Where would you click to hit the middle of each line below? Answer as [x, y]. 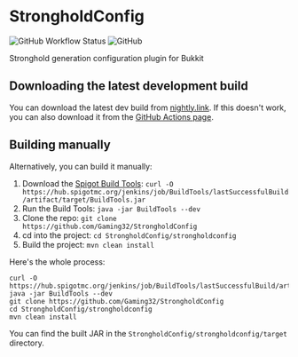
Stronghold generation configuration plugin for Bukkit [106, 58]
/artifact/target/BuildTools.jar [84, 200]
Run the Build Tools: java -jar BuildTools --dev [111, 208]
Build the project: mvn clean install [88, 244]
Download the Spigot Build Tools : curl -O [98, 183]
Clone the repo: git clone [69, 218]
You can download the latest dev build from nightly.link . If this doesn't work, [148, 107]
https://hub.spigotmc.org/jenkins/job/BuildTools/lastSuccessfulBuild [155, 192]
